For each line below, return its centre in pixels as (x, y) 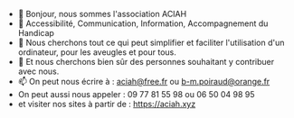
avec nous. (38, 71)
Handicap (36, 33)
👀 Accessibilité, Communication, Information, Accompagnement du (143, 23)
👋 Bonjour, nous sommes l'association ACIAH (102, 14)
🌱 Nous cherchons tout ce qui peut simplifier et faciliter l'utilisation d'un (151, 42)
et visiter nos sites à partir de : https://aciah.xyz (107, 104)
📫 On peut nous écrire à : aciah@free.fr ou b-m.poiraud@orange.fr (144, 82)
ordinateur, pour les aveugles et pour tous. (97, 52)
